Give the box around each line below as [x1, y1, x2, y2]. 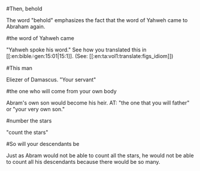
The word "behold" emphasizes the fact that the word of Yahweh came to [6, 17, 188, 23]
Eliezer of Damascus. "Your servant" [6, 76, 96, 83]
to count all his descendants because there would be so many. [6, 158, 160, 165]
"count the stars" [6, 129, 49, 136]
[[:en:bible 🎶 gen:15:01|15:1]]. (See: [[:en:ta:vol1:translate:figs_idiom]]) [6, 53, 174, 59]
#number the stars [6, 117, 52, 124]
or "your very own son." [6, 106, 65, 112]
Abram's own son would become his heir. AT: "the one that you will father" [6, 99, 190, 106]
